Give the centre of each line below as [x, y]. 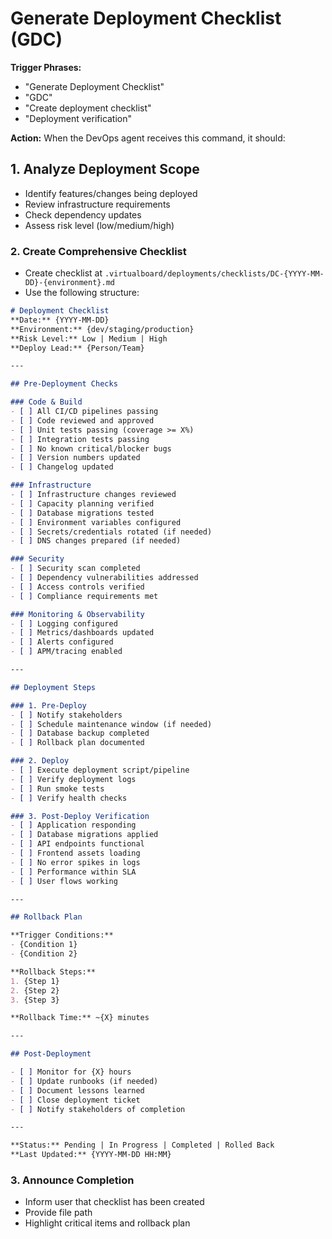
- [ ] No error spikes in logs [75, 862]
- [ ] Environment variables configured [96, 522]
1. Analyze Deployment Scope [105, 169]
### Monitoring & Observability [77, 614]
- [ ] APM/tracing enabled [66, 652]
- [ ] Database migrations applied [84, 835]
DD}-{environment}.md [69, 283]
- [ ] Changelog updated [62, 467]
